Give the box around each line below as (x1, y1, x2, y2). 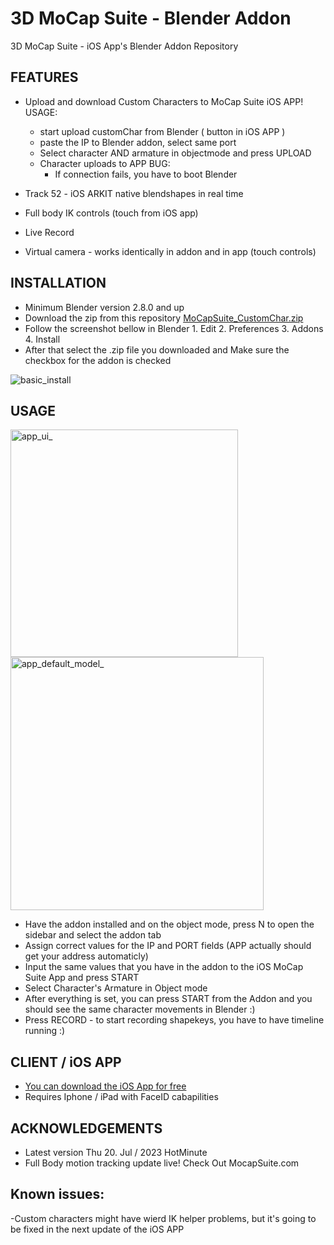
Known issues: (10, 1186, 105, 1203)
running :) (24, 1025, 66, 1037)
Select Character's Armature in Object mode (24, 982, 208, 994)
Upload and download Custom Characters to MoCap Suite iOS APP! (24, 95, 304, 107)
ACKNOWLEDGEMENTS (10, 1120, 163, 1137)
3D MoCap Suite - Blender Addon (10, 7, 292, 30)
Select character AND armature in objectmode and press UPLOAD (39, 147, 312, 159)
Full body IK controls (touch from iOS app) (24, 207, 199, 219)
